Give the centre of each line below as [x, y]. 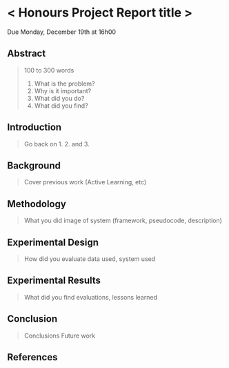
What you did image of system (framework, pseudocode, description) [123, 221]
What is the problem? [64, 84]
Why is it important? [63, 90]
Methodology [37, 204]
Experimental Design [53, 242]
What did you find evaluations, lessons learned [90, 297]
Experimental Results [54, 281]
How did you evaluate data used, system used [90, 259]
